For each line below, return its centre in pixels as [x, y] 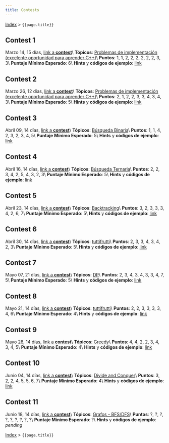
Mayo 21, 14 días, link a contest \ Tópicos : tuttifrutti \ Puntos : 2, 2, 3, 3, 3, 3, [83, 308]
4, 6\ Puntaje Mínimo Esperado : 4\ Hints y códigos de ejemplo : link [76, 314]
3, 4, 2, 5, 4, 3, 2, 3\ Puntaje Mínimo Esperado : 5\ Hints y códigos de [78, 174]
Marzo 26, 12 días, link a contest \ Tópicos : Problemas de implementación [82, 91]
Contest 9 [21, 330]
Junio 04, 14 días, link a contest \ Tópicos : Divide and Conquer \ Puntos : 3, [82, 375]
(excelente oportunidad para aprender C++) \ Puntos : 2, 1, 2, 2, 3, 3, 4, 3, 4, [83, 97]
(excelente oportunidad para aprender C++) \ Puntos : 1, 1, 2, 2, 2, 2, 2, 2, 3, [83, 58]
